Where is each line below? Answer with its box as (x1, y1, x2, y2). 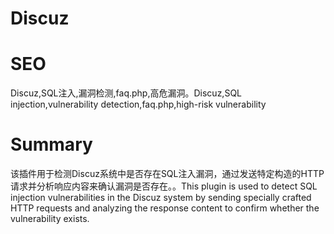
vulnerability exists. (10, 213, 90, 225)
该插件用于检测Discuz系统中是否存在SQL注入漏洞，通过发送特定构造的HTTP (10, 168, 325, 180)
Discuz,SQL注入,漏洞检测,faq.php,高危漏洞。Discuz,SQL (10, 87, 243, 99)
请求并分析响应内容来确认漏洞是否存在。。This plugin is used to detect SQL (10, 180, 318, 192)
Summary (10, 133, 93, 156)
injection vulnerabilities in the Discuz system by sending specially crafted (10, 192, 312, 204)
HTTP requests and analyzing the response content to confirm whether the (10, 202, 320, 214)
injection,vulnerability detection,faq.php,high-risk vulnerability (10, 98, 267, 111)
